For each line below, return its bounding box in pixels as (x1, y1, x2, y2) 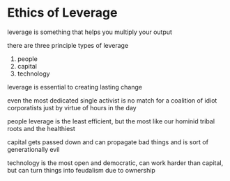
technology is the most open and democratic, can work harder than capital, (7, 158, 224, 167)
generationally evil (7, 145, 61, 153)
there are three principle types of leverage (7, 41, 129, 49)
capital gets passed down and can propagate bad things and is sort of (7, 137, 209, 146)
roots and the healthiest (7, 124, 75, 132)
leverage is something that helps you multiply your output (7, 28, 173, 36)
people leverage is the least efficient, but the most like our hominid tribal (7, 117, 215, 126)
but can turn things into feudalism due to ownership (7, 166, 155, 174)
